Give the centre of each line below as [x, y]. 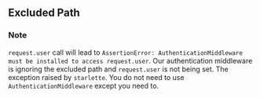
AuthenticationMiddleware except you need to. [84, 85]
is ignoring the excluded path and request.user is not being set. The [119, 69]
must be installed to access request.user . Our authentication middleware [130, 60]
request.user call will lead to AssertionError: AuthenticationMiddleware [126, 52]
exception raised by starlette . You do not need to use [96, 77]
